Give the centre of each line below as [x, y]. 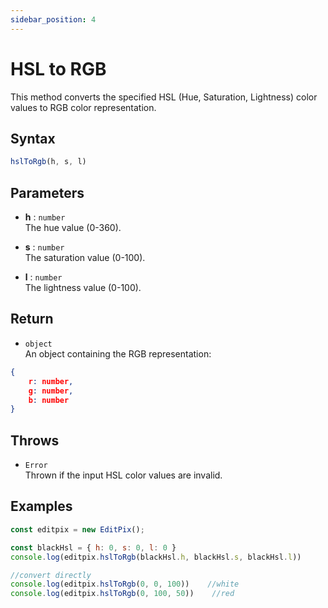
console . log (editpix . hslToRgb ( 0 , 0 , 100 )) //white [125, 584]
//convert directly [51, 575]
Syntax [33, 138]
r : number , [51, 381]
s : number [44, 247]
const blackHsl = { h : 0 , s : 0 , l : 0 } [93, 547]
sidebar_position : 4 [53, 19]
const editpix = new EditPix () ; [77, 529]
